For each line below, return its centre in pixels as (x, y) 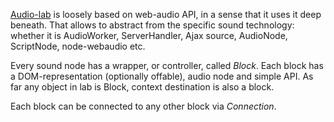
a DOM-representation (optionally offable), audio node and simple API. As (162, 76)
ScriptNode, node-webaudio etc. (78, 46)
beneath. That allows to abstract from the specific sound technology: (152, 25)
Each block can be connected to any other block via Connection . (143, 106)
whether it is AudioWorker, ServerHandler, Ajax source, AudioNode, (149, 35)
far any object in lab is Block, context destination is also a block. (142, 87)
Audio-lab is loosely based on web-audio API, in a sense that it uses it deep (166, 14)
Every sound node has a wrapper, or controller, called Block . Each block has (167, 65)
